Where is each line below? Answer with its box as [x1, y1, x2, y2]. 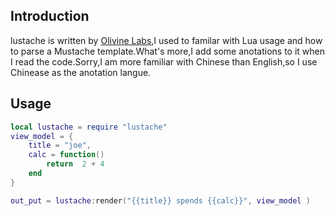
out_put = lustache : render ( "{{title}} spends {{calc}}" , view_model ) [10, 195, 311, 206]
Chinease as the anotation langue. [10, 66, 152, 78]
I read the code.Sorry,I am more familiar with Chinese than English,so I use [10, 55, 318, 68]
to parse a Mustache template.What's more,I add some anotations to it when [10, 45, 326, 57]
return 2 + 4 [46, 159, 105, 169]
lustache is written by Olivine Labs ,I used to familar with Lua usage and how [10, 34, 323, 46]
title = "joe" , [28, 140, 92, 151]
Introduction [10, 8, 90, 25]
